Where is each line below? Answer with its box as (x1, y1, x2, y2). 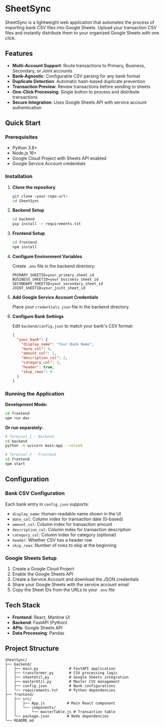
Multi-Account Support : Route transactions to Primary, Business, (12, 62, 145, 68)
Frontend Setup (12, 230, 45, 236)
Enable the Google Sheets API (12, 571, 73, 577)
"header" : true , (21, 365, 55, 370)
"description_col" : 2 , (21, 355, 68, 361)
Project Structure (5, 644, 59, 653)
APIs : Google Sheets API (12, 625, 63, 631)
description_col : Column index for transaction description (12, 526, 131, 532)
